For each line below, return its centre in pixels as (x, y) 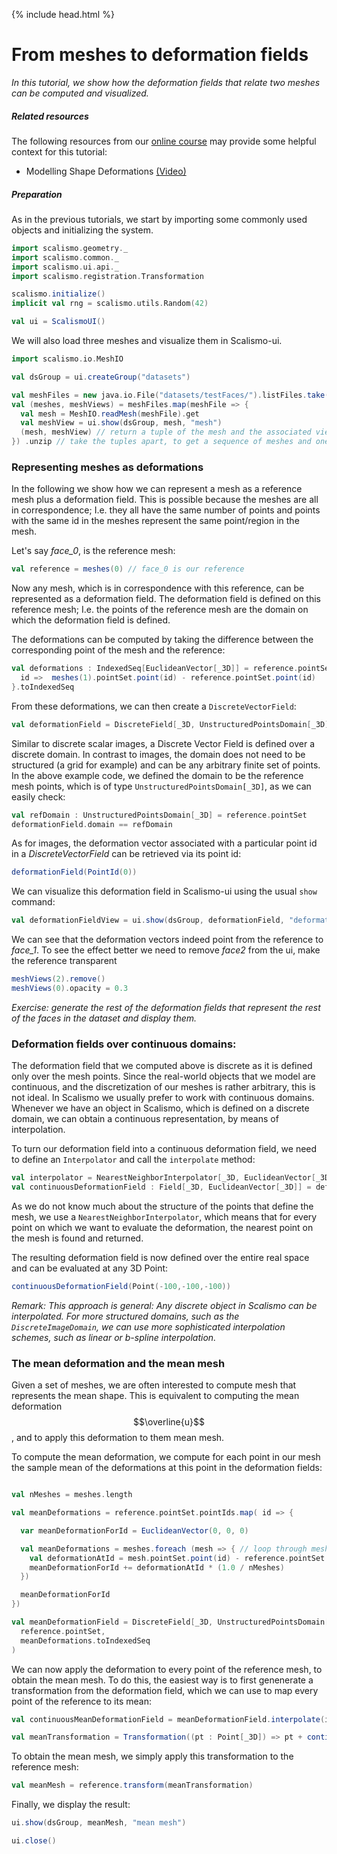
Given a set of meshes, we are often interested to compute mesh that (154, 1385)
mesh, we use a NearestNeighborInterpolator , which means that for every (164, 1216)
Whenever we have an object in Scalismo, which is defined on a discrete (160, 1108)
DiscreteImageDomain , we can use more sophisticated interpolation (148, 1326)
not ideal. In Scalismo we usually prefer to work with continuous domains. (163, 1098)
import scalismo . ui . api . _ (65, 267)
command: (33, 902)
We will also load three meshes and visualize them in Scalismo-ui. (147, 340)
